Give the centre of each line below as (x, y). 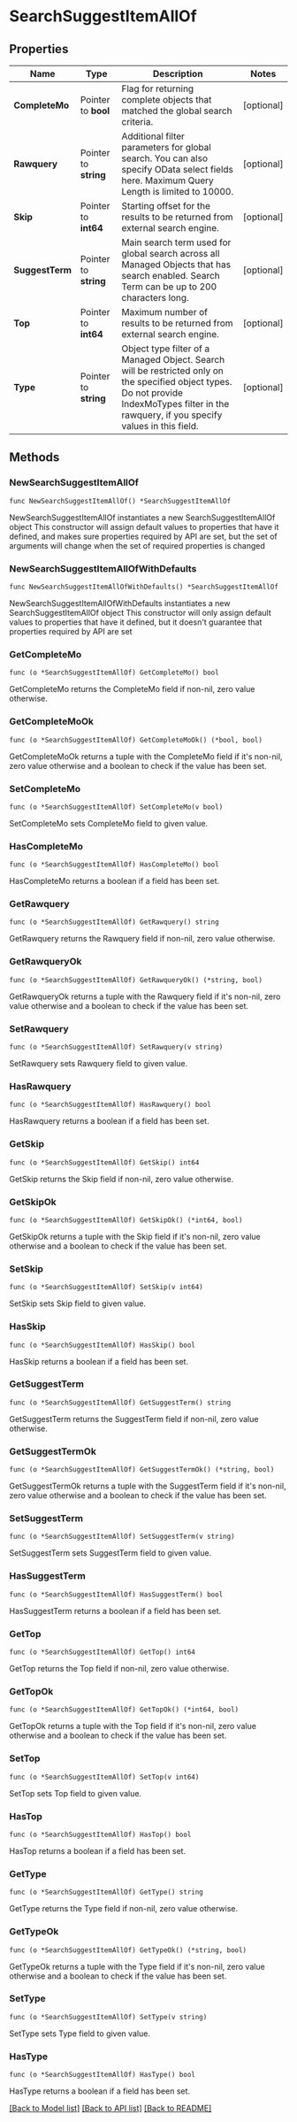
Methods (34, 457)
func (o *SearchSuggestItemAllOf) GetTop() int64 (103, 1652)
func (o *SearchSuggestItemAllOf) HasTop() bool (100, 1834)
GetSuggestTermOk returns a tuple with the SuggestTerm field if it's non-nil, (148, 1486)
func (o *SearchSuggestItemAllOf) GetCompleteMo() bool (114, 673)
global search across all (171, 254)
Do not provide (152, 393)
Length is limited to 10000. (178, 192)
